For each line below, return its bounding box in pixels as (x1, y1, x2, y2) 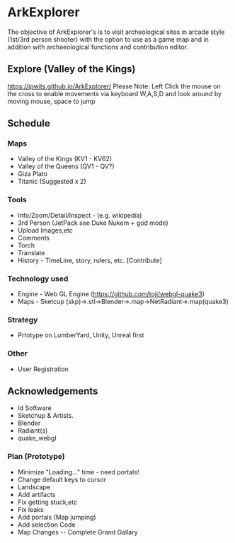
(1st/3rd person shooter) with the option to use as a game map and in (7, 35, 209, 43)
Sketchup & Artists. (17, 411, 74, 420)
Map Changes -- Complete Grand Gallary (17, 527, 138, 536)
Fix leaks (17, 505, 44, 513)
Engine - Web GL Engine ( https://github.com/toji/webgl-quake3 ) (17, 290, 205, 298)
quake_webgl (17, 434, 57, 443)
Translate (17, 248, 45, 257)
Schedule (7, 117, 51, 129)
